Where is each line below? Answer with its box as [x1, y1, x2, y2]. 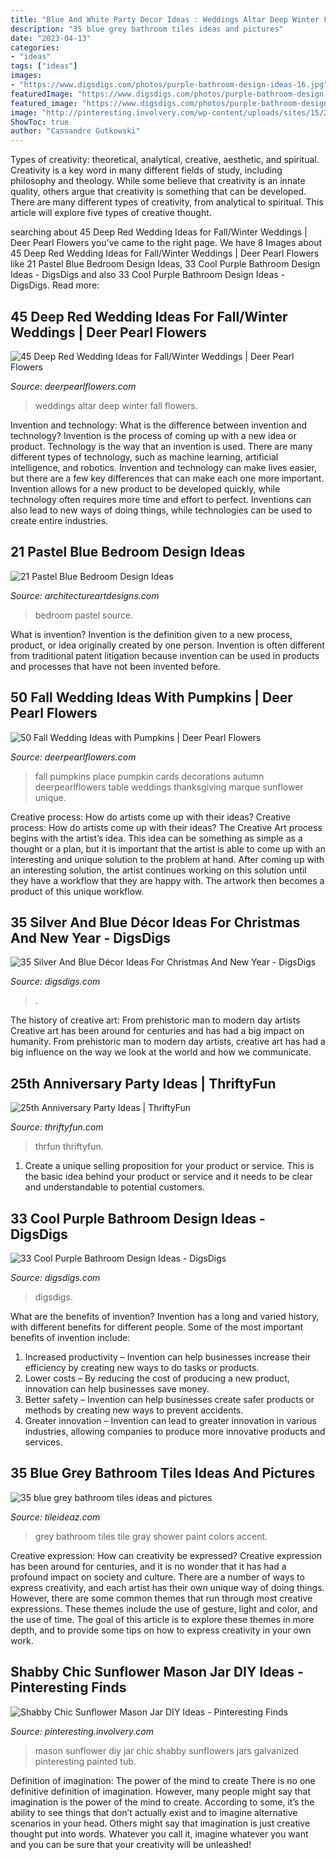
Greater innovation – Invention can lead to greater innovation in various [24, 1415, 317, 1426]
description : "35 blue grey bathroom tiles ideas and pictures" [10, 24, 284, 34]
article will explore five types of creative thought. [10, 207, 212, 219]
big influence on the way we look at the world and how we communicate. [10, 1046, 312, 1058]
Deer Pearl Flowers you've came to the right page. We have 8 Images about [10, 237, 323, 249]
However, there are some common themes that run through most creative [10, 1592, 313, 1604]
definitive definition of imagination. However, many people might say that [10, 1785, 312, 1797]
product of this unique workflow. [10, 885, 145, 897]
